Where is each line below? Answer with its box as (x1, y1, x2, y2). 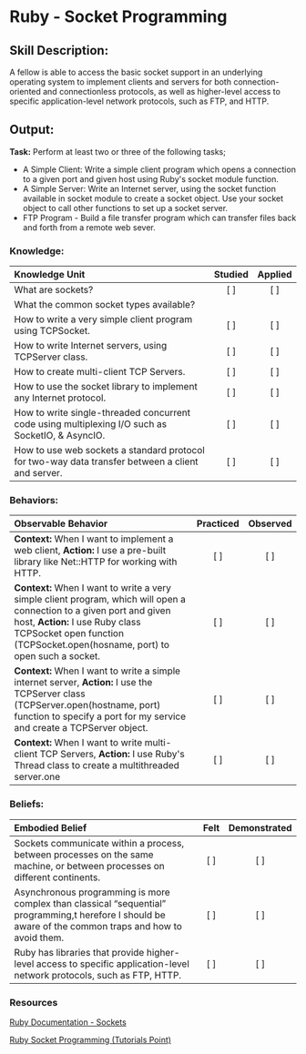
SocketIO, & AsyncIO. (14, 430, 106, 442)
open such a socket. (14, 650, 101, 663)
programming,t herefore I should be (14, 908, 166, 921)
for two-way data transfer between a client (14, 455, 199, 468)
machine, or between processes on (14, 859, 166, 872)
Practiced (196, 517, 240, 530)
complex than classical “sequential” (14, 897, 167, 909)
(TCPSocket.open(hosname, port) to (14, 639, 170, 652)
